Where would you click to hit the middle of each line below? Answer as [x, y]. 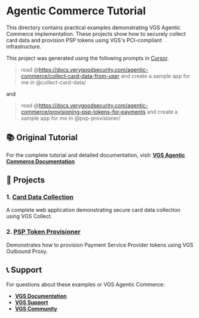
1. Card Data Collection [40, 197]
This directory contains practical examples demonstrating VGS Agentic [94, 27]
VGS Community [36, 308]
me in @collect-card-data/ [53, 82]
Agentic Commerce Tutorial [76, 11]
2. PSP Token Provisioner [43, 232]
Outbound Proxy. [27, 251]
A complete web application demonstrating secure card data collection [94, 210]
